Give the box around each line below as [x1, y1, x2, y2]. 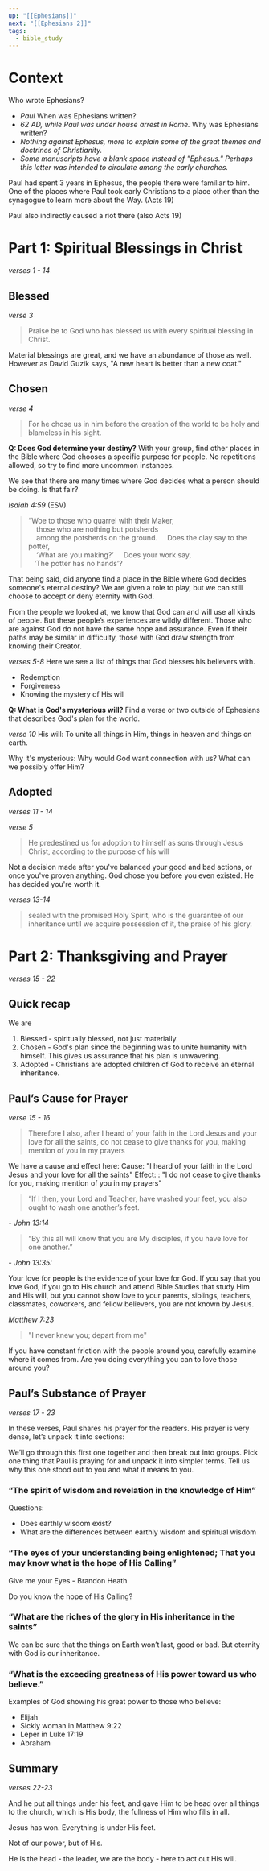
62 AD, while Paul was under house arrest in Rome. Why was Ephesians [19, 120, 259, 130]
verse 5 [8, 822, 34, 832]
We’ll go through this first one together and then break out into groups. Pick [8, 1447, 259, 1457]
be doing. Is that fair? [8, 484, 79, 494]
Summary [8, 1761, 59, 1775]
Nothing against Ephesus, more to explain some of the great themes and [19, 137, 261, 147]
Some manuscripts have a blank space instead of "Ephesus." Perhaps [19, 154, 253, 164]
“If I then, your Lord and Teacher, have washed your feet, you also [27, 1194, 247, 1204]
